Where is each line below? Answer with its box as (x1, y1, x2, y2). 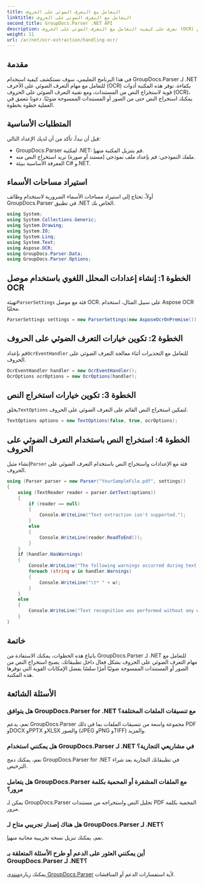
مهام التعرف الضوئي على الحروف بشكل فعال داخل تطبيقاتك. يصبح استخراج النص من (7, 658, 197, 665)
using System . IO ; (7, 228, 51, 234)
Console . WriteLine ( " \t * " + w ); (39, 579, 121, 585)
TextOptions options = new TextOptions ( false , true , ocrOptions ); (7, 418, 178, 424)
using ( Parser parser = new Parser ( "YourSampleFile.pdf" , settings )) (7, 478, 186, 484)
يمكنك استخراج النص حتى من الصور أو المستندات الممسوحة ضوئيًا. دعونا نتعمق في (7, 94, 193, 102)
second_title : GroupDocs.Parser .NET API (7, 20, 113, 26)
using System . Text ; (7, 239, 56, 245)
